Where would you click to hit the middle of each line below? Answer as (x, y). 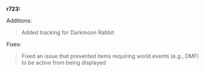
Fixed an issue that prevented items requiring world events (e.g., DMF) (110, 56)
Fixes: (14, 44)
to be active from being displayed (63, 63)
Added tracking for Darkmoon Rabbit (68, 32)
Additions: (19, 20)
